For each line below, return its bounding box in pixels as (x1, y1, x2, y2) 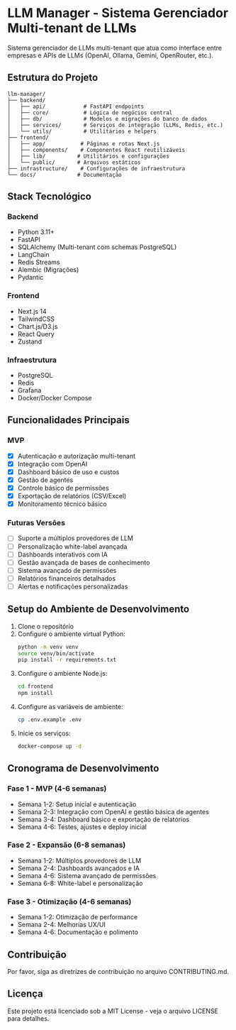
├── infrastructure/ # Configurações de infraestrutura (7, 165, 186, 172)
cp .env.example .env (17, 716, 82, 723)
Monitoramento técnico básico (17, 500, 108, 508)
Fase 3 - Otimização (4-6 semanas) (7, 897, 132, 906)
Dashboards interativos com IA (17, 550, 108, 559)
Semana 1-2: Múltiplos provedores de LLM (17, 856, 142, 865)
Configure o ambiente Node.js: (17, 669, 108, 678)
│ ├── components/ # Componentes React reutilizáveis (7, 146, 186, 153)
